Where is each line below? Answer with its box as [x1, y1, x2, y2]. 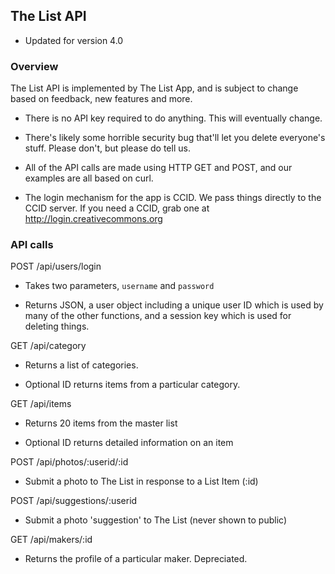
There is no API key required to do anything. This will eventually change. [24, 112, 323, 124]
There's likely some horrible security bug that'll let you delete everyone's [24, 132, 326, 144]
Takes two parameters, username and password [24, 280, 215, 292]
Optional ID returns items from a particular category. [24, 379, 241, 391]
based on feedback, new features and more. [10, 93, 193, 105]
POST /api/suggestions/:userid [10, 495, 138, 507]
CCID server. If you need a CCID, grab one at [24, 202, 210, 214]
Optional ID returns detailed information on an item [24, 437, 234, 449]
